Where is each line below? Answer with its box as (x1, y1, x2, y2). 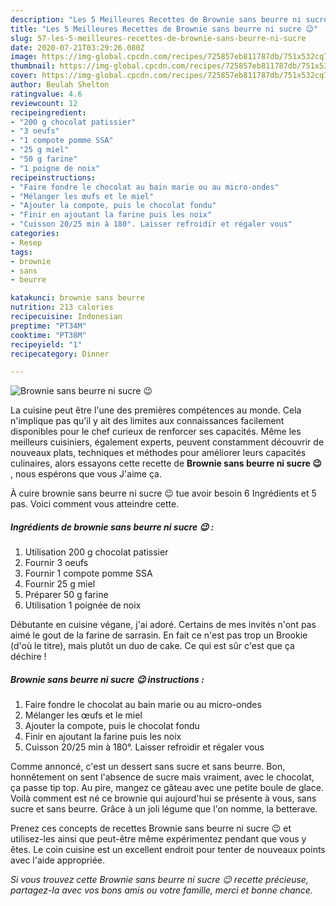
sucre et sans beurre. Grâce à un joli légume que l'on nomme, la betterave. (10, 803, 318, 815)
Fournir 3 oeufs (24, 557, 89, 569)
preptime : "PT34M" (10, 321, 87, 331)
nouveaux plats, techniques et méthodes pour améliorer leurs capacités (10, 447, 307, 459)
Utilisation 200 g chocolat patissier (24, 546, 169, 558)
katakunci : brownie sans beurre (10, 293, 145, 303)
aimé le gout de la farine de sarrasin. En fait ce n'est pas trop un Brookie (10, 629, 308, 641)
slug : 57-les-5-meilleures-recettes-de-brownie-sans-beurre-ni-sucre (10, 33, 307, 43)
